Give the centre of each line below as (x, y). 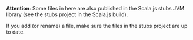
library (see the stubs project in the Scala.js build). (67, 14)
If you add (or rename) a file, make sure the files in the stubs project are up (97, 26)
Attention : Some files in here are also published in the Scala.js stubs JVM (95, 8)
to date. (15, 32)
